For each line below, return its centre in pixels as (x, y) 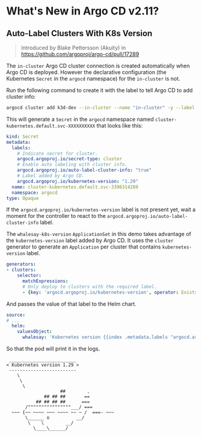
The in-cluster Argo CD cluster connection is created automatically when (98, 66)
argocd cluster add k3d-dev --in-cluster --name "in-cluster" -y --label (101, 108)
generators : (21, 264)
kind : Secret (23, 137)
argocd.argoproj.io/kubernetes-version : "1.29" (78, 181)
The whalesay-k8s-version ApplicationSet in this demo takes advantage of (99, 234)
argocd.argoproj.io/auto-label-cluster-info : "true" (84, 170)
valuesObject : (35, 332)
